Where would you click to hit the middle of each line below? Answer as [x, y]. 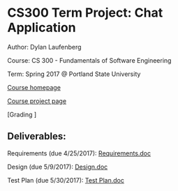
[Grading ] [22, 114]
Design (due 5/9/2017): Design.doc [58, 167]
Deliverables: [37, 136]
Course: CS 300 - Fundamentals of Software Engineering [89, 60]
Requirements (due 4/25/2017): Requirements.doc [79, 153]
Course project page [37, 101]
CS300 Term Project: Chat [85, 13]
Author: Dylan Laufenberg [44, 47]
